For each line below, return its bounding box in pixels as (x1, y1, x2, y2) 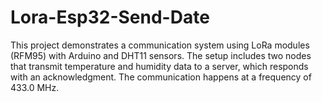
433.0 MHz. (10, 81, 60, 93)
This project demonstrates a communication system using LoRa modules (10, 39, 310, 51)
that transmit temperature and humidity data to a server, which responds (10, 60, 309, 72)
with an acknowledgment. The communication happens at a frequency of (10, 71, 312, 83)
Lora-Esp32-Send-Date (10, 6, 210, 29)
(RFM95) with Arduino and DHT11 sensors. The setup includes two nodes (10, 49, 312, 61)
